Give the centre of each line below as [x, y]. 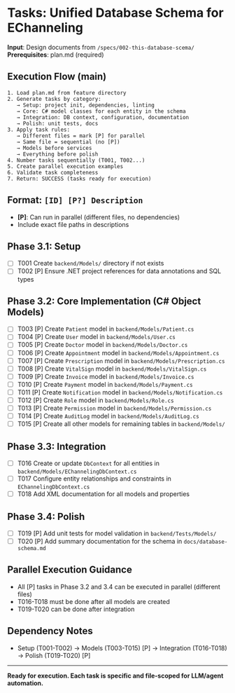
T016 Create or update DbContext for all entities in [88, 463]
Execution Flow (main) [57, 77]
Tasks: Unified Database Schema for [115, 13]
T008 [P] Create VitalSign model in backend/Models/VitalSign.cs [112, 369]
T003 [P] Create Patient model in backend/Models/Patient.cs [106, 329]
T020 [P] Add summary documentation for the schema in [100, 541]
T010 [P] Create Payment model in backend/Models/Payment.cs [105, 384]
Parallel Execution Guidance [70, 570]
